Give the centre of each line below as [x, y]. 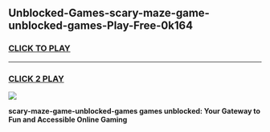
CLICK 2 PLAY [36, 78]
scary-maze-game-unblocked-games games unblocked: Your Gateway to [135, 110]
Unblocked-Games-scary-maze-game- [109, 13]
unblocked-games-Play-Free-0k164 [101, 26]
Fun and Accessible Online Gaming [68, 119]
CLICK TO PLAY [39, 49]
